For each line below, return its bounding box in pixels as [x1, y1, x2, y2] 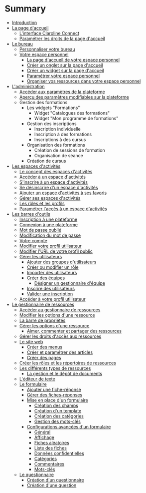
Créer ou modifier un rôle [26, 264, 79, 270]
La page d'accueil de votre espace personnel [26, 57, 120, 63]
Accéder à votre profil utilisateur [19, 296, 86, 302]
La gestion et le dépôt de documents [26, 370, 103, 376]
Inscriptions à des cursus [34, 136, 86, 143]
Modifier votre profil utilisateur [19, 243, 82, 249]
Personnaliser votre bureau [19, 46, 75, 52]
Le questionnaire [19, 471, 54, 477]
